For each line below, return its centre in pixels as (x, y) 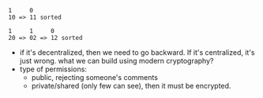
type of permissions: (53, 69)
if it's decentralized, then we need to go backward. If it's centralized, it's (137, 53)
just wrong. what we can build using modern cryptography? (116, 61)
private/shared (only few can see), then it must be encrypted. (131, 86)
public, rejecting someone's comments (94, 77)
